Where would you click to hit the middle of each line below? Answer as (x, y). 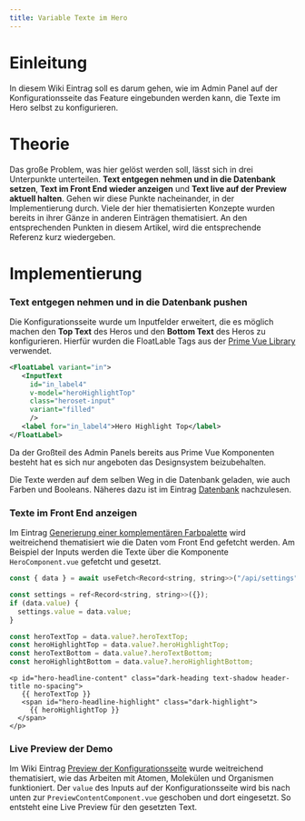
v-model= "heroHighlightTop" (83, 393)
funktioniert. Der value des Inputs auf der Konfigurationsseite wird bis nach (150, 788)
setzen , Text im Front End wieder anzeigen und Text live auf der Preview (148, 188)
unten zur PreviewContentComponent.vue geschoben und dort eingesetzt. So (150, 797)
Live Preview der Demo (61, 748)
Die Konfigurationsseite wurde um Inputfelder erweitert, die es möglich (142, 321)
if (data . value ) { (44, 603)
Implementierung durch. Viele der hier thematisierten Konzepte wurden (142, 208)
